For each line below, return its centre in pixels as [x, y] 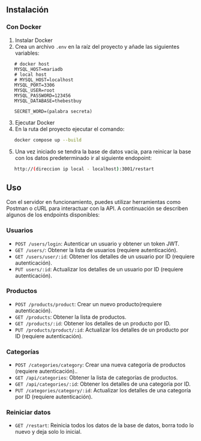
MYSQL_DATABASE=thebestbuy [48, 101]
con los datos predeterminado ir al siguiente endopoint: [83, 158]
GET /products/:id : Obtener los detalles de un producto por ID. [93, 323]
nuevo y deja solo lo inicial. [48, 432]
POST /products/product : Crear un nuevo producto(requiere [88, 304]
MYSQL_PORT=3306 [34, 85]
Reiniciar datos [28, 413]
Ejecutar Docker [35, 122]
